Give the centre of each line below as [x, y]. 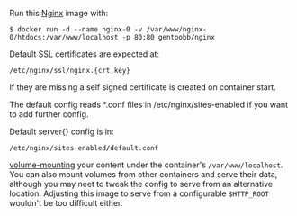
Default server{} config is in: [62, 131]
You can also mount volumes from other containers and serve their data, [144, 174]
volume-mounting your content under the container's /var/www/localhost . [146, 165]
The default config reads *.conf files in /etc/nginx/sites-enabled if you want [149, 104]
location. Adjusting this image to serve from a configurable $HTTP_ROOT [139, 193]
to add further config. [49, 114]
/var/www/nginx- [176, 30]
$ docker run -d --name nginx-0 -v [76, 30]
